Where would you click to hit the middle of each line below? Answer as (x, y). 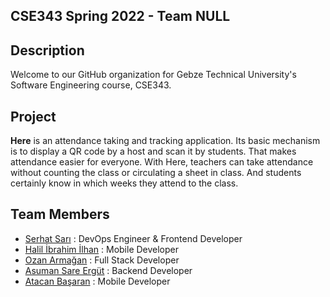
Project (33, 116)
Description (47, 50)
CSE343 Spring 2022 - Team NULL (120, 16)
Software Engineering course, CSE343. (91, 85)
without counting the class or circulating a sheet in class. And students (156, 173)
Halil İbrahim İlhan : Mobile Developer (102, 249)
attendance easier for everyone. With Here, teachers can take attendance (162, 162)
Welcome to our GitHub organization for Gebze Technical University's (153, 75)
